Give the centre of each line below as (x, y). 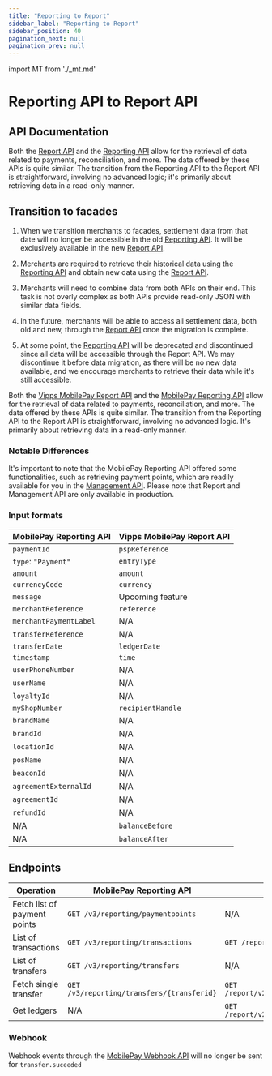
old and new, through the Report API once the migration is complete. (134, 329)
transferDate (38, 646)
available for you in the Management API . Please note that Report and (124, 486)
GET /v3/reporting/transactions (130, 943)
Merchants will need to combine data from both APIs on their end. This (138, 288)
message (27, 596)
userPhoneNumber (44, 669)
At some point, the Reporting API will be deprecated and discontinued (136, 345)
